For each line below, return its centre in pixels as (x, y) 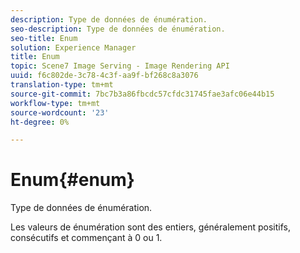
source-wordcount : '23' (60, 112)
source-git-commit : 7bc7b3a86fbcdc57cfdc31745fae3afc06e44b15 (142, 94)
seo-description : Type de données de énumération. (118, 29)
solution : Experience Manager (73, 47)
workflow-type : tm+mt (55, 103)
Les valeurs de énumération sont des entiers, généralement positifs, (150, 227)
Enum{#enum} (72, 180)
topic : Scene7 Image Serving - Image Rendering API (120, 66)
